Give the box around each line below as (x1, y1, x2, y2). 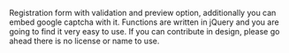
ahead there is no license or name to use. (9, 35, 160, 46)
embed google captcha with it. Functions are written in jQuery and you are (9, 17, 280, 27)
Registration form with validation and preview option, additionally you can (9, 8, 277, 18)
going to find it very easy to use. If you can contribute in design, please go (9, 26, 280, 36)
